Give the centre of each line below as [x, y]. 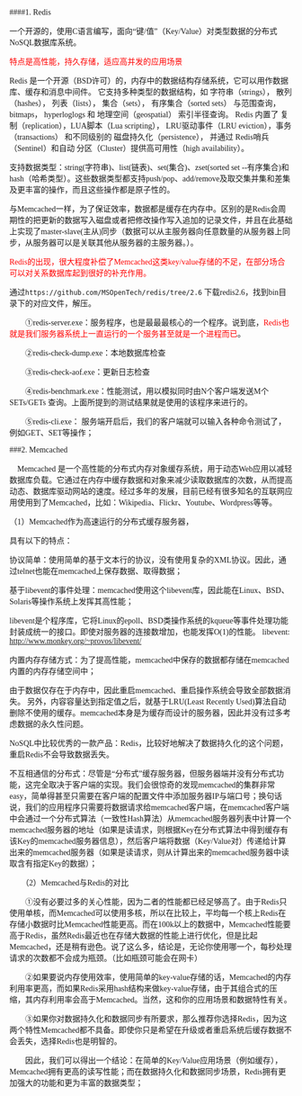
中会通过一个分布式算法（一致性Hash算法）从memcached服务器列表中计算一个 [151, 819]
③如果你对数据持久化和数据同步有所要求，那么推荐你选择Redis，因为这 [156, 1019]
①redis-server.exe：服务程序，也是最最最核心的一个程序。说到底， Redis [153, 323]
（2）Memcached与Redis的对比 [77, 883]
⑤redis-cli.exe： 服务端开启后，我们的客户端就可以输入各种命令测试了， [155, 422]
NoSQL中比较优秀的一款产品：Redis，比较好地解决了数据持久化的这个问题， [149, 743]
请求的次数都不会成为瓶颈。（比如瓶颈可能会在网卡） [106, 958]
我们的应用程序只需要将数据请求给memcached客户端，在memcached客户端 [157, 808]
